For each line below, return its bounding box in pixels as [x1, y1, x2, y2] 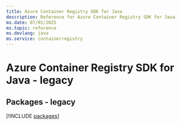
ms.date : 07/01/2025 [6, 19, 57, 25]
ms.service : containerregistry [6, 36, 83, 42]
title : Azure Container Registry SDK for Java [6, 8, 123, 15]
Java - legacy [6, 74, 74, 87]
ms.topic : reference [6, 25, 57, 31]
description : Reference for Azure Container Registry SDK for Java [6, 14, 176, 20]
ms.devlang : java [6, 31, 49, 36]
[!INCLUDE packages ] [6, 113, 60, 119]
